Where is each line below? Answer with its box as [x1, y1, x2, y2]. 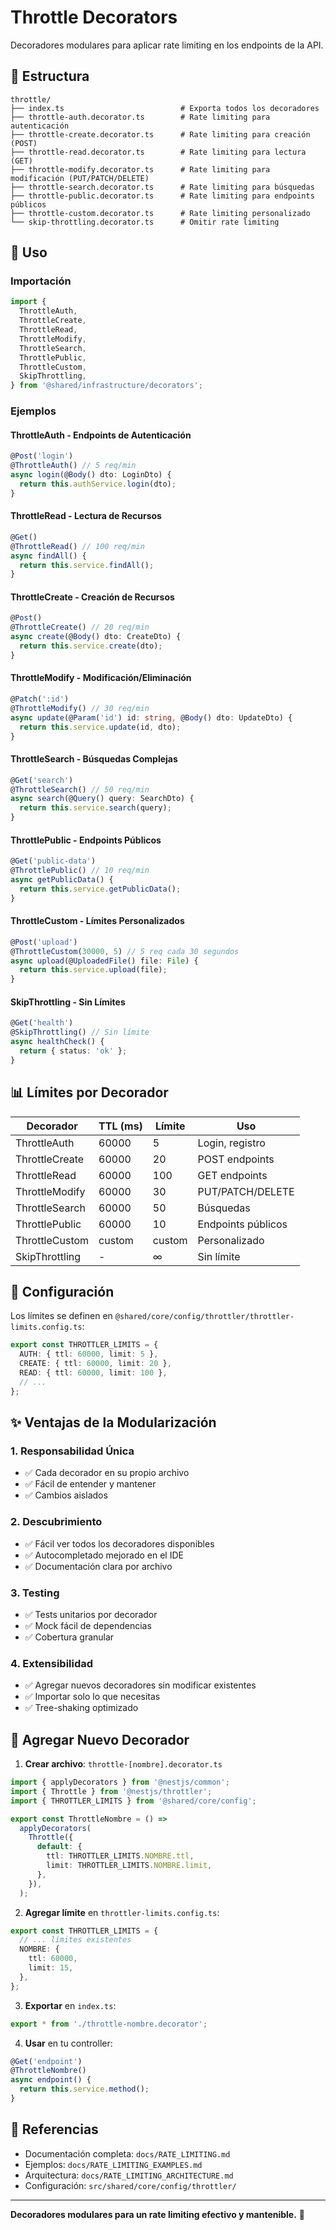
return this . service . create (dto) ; [19, 641, 163, 651]
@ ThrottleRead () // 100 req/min [10, 541, 145, 551]
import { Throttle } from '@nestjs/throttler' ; [10, 1786, 213, 1796]
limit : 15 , [28, 1963, 74, 1973]
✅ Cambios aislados [24, 1489, 108, 1501]
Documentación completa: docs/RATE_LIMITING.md [24, 2147, 231, 2160]
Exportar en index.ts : [24, 1999, 117, 2011]
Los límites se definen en [10, 1310, 113, 1322]
